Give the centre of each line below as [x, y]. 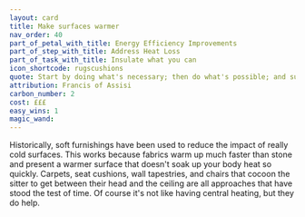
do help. [25, 203]
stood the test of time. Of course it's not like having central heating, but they [152, 193]
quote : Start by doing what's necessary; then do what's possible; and [148, 77]
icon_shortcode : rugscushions [67, 69]
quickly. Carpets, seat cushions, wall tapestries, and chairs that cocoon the [150, 174]
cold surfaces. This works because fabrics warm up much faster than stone [151, 154]
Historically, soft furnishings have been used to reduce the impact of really [149, 145]
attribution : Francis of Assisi [70, 85]
